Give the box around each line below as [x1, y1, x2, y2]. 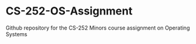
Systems [5, 30, 28, 37]
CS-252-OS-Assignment [5, 4, 133, 18]
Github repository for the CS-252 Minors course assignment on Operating [5, 24, 191, 31]
